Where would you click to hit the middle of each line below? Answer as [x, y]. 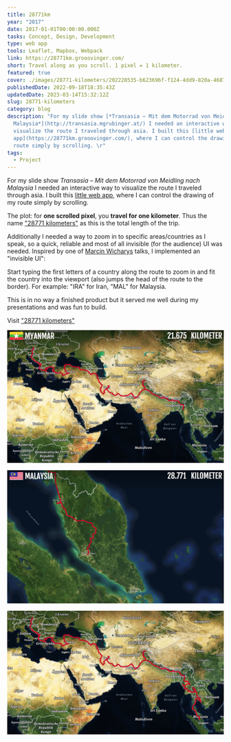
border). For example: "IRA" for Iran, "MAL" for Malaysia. [87, 287]
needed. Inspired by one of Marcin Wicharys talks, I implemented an [104, 251]
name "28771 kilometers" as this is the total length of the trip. [93, 223]
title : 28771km [29, 14]
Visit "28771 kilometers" [41, 321]
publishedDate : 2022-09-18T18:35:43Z [61, 87]
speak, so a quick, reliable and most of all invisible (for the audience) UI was [115, 244]
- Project [27, 160]
